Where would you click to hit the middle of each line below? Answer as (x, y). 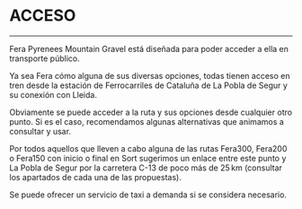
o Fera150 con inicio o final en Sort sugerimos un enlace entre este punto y (148, 158)
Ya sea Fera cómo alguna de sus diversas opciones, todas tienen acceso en (150, 75)
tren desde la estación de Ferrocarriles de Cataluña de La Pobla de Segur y (148, 85)
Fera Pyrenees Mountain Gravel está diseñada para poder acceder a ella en (149, 48)
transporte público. (45, 58)
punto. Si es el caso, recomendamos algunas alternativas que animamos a (147, 121)
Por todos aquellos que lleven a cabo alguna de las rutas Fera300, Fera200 (148, 148)
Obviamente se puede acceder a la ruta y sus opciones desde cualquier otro (151, 112)
